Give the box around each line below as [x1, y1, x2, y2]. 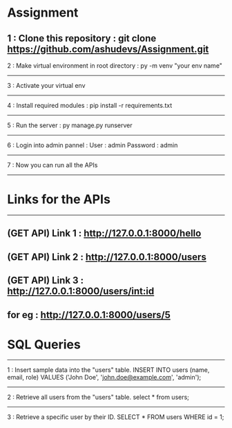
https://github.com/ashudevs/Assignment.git [7, 43, 209, 55]
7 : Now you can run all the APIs [7, 161, 98, 169]
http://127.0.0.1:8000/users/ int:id [7, 286, 155, 297]
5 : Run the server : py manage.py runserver [7, 121, 133, 129]
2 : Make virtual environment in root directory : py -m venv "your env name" [7, 62, 223, 70]
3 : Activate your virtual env [7, 82, 86, 89]
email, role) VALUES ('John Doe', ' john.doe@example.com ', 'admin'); [7, 373, 202, 382]
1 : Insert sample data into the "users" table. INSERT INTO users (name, [7, 366, 210, 374]
